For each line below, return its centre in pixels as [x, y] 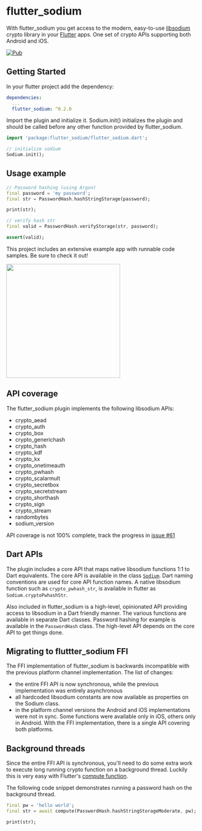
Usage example [36, 173]
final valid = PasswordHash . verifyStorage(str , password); [82, 227]
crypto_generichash [40, 439]
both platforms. [34, 730]
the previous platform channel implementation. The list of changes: [90, 672]
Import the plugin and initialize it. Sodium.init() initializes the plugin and [95, 120]
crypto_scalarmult [38, 478]
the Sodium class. [37, 703]
